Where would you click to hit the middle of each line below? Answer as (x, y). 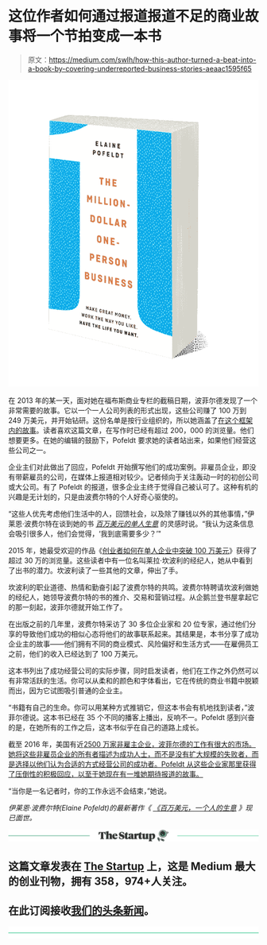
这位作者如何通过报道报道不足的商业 (127, 16)
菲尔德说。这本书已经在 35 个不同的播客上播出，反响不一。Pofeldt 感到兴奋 (132, 718)
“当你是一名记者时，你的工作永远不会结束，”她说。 (90, 791)
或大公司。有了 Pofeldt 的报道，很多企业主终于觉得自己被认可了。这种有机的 (133, 487)
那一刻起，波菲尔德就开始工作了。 (71, 607)
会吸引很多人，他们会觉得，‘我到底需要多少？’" (85, 534)
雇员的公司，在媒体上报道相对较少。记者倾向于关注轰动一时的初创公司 (144, 477)
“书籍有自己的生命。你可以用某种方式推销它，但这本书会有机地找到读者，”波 (132, 707)
